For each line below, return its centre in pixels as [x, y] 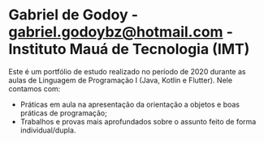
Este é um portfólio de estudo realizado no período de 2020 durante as [127, 71]
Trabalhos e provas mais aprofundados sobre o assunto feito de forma [138, 121]
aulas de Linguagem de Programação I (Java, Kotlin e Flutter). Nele [121, 80]
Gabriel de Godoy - [73, 15]
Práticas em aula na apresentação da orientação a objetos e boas [130, 104]
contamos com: [35, 88]
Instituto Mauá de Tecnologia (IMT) [129, 49]
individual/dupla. [48, 130]
